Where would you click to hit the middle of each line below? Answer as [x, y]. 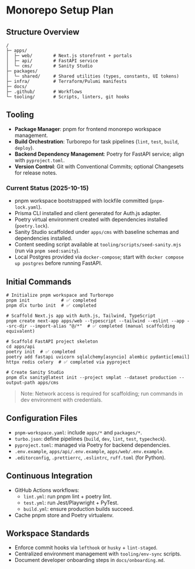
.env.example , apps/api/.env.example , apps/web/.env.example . [89, 451]
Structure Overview [43, 32]
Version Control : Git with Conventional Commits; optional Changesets [99, 166]
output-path [20, 383]
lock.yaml [27, 207]
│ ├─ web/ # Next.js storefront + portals [69, 56]
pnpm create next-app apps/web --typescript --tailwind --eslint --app [95, 321]
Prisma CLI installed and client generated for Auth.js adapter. [88, 213]
